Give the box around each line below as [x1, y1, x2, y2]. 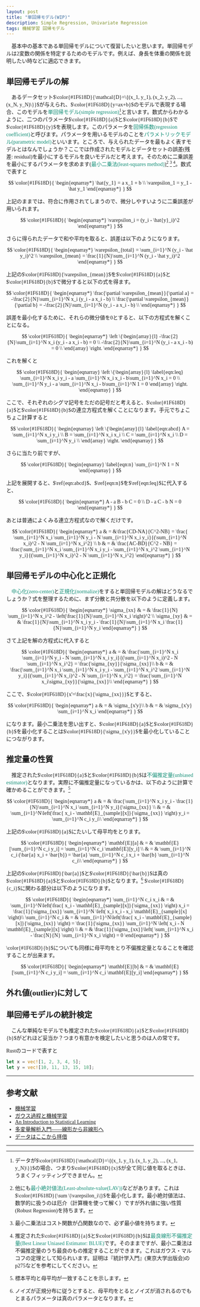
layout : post [6, 8, 39, 15]
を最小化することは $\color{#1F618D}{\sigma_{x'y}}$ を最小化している [16, 728, 180, 735]
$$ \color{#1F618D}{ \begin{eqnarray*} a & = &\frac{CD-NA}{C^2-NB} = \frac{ [11, 529, 189, 535]
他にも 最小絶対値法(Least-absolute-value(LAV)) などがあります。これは [14, 1185, 180, 1192]
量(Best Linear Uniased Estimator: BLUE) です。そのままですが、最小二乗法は [14, 1240, 192, 1247]
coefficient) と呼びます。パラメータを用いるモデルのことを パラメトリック [6, 132, 181, 138]
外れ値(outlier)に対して [6, 988, 88, 998]
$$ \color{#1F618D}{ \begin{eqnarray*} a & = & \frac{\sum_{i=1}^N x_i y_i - [7, 798, 175, 805]
